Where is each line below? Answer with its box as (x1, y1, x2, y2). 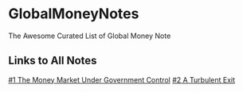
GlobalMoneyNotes (8, 5, 139, 23)
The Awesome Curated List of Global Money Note (8, 31, 171, 40)
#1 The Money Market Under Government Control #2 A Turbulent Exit (8, 75, 236, 84)
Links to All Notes (8, 54, 97, 67)
